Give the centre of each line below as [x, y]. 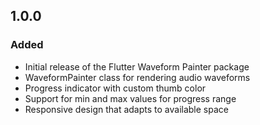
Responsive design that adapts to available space [126, 109]
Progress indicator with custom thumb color [115, 88]
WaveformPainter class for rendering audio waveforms [137, 77]
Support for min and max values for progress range [130, 98]
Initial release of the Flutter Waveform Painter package [137, 66]
